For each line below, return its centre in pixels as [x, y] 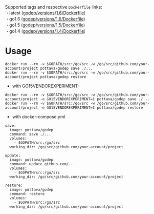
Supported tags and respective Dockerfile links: [54, 7]
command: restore [27, 194]
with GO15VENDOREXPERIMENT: [45, 86]
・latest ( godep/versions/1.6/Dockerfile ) [45, 13]
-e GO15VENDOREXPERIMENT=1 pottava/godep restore [91, 107]
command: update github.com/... [43, 164]
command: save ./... [30, 134]
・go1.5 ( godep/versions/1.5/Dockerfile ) [45, 25]
